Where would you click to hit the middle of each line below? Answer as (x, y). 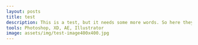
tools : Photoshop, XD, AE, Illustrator (55, 28)
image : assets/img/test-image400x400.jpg (58, 33)
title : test (21, 17)
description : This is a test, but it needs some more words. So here (93, 22)
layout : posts (24, 11)
